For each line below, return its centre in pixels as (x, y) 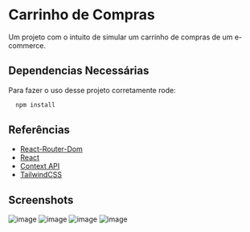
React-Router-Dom (51, 149)
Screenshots (41, 199)
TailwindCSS (41, 175)
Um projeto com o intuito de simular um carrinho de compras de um (121, 37)
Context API (40, 166)
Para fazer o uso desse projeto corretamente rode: (92, 90)
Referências (39, 130)
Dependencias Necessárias (79, 71)
